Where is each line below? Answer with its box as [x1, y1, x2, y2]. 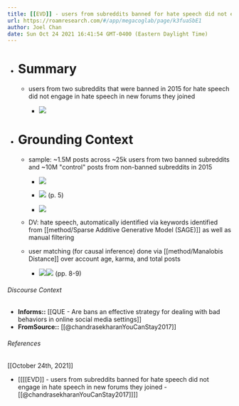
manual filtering [28, 233, 75, 242]
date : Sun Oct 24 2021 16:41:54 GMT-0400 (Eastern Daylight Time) [7, 30, 208, 38]
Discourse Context [7, 286, 62, 294]
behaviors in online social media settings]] [17, 315, 142, 324]
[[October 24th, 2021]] [7, 361, 73, 370]
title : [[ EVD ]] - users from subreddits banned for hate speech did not [7, 10, 228, 18]
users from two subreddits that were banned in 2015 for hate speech [28, 85, 230, 93]
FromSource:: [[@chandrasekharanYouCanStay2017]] [17, 323, 176, 331]
